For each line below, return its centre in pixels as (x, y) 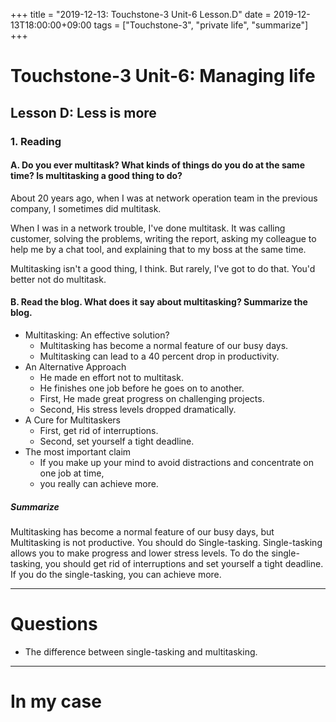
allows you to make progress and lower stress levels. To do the (140, 553)
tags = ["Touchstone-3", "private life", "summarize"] (201, 25)
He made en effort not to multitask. (111, 377)
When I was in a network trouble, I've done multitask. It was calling (148, 228)
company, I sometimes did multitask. (86, 208)
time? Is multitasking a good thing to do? (96, 176)
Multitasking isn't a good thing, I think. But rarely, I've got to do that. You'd (163, 268)
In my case (56, 701)
